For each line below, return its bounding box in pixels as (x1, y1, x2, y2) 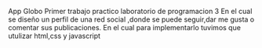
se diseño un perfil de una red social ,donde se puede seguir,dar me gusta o (8, 15, 255, 24)
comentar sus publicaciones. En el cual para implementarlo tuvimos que (8, 23, 242, 32)
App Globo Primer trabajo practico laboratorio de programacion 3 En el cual (8, 7, 253, 15)
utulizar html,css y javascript (8, 31, 100, 40)
